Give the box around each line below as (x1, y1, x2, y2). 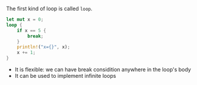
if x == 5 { (17, 27, 46, 33)
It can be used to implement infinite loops (14, 73, 116, 79)
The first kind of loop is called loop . (6, 5, 93, 12)
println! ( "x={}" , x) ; (17, 44, 70, 50)
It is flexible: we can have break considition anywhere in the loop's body (14, 66, 191, 73)
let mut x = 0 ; (6, 17, 44, 23)
